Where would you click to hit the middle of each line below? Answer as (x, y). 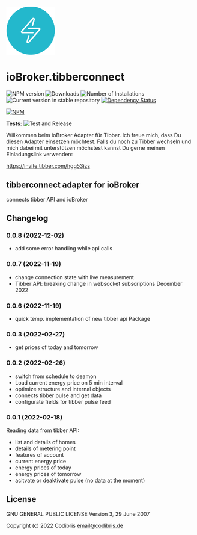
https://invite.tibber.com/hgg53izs (48, 165)
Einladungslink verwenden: (40, 154)
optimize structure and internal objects (63, 389)
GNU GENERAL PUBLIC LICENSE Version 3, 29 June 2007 (78, 514)
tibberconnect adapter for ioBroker (73, 185)
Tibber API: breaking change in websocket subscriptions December (98, 283)
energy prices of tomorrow (48, 474)
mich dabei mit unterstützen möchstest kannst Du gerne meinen (86, 147)
